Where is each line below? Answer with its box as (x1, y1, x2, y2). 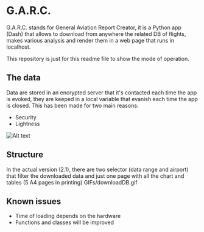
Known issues (6, 196, 62, 206)
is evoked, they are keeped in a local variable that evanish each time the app (6, 95, 198, 102)
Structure (6, 150, 44, 160)
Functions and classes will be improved (15, 219, 114, 226)
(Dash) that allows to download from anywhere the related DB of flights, (6, 30, 186, 37)
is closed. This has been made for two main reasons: (6, 102, 139, 109)
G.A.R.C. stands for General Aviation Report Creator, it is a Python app (6, 24, 181, 31)
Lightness (15, 120, 40, 127)
